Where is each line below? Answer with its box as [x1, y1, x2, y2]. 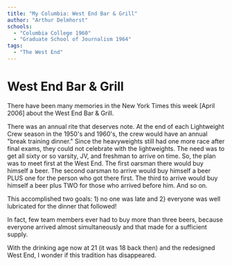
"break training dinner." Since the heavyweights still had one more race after [7, 136, 225, 145]
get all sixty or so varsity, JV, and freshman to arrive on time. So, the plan [7, 152, 216, 160]
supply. [7, 230, 28, 238]
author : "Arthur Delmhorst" [7, 17, 89, 24]
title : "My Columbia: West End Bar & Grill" [7, 10, 138, 17]
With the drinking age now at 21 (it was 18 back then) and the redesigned [7, 243, 215, 251]
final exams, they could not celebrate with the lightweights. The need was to [7, 144, 225, 152]
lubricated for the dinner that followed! [7, 202, 117, 210]
